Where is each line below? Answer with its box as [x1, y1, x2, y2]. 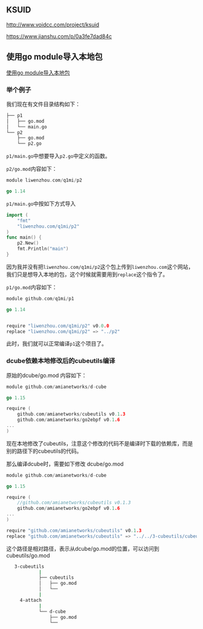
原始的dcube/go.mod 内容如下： [6, 372, 87, 379]
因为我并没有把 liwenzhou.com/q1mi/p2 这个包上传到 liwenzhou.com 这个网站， [6, 263, 194, 270]
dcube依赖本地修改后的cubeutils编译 [6, 357, 115, 365]
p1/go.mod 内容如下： [6, 283, 57, 291]
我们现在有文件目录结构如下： [6, 100, 80, 108]
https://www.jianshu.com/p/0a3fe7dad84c [6, 33, 112, 40]
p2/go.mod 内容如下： [6, 165, 57, 173]
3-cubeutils [14, 563, 45, 570]
